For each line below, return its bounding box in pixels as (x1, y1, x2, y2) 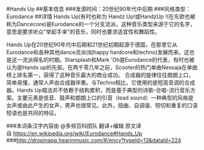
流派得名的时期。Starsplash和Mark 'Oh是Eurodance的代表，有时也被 (22, 56, 195, 63)
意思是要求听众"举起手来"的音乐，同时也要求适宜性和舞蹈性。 (6, 28, 161, 35)
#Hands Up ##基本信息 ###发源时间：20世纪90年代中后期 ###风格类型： (6, 5, 191, 12)
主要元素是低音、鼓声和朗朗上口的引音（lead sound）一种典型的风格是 (16, 94, 194, 101)
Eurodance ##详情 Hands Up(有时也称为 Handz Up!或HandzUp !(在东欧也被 (6, 13, 195, 20)
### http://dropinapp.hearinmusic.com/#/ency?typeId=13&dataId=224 (6, 137, 182, 144)
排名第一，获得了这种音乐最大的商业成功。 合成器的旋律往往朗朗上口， (16, 72, 194, 78)
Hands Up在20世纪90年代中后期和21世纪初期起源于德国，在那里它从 (6, 41, 178, 48)
